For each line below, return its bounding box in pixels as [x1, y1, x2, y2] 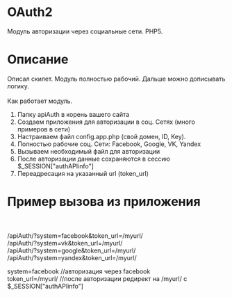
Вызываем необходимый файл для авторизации [17, 147, 160, 155]
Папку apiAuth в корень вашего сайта [17, 110, 130, 118]
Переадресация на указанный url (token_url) [17, 169, 149, 177]
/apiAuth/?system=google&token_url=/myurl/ [7, 246, 136, 255]
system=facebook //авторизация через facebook [7, 267, 151, 275]
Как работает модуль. [7, 97, 73, 105]
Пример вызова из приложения [7, 194, 201, 209]
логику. [7, 81, 29, 90]
